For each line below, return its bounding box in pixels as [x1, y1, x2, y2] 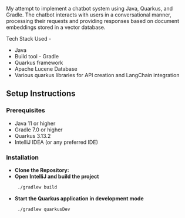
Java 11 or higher [14, 120, 56, 127]
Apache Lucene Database [14, 65, 78, 72]
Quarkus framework [14, 59, 63, 66]
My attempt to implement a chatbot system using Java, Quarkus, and [6, 5, 173, 12]
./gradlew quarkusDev [17, 206, 70, 212]
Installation [6, 153, 39, 161]
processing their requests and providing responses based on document [6, 18, 179, 24]
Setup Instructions [6, 88, 76, 99]
